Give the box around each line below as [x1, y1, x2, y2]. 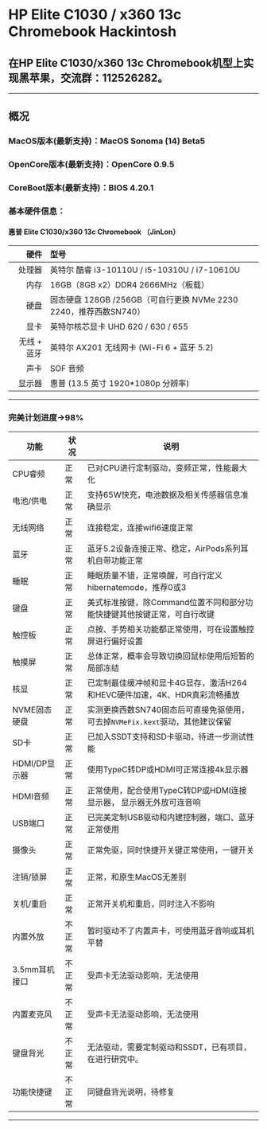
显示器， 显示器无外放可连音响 [87, 796, 201, 807]
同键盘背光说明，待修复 [87, 1086, 175, 1097]
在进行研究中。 [87, 1053, 143, 1065]
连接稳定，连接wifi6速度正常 [87, 522, 194, 533]
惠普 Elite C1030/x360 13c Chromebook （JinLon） [8, 227, 180, 236]
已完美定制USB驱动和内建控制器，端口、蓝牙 [87, 811, 255, 822]
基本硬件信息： [8, 205, 66, 217]
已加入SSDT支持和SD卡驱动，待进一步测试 [87, 731, 246, 742]
